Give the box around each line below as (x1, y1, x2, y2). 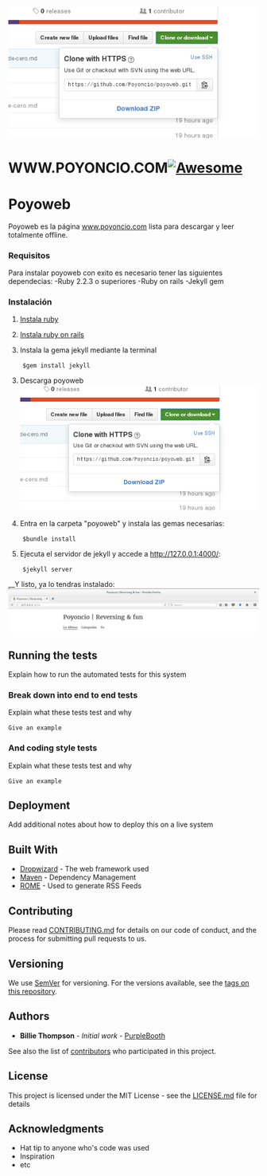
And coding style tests (8, 742, 98, 753)
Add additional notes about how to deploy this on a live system (8, 820, 214, 829)
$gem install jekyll (22, 362, 91, 370)
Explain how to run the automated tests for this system (8, 670, 187, 679)
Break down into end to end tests (8, 690, 138, 700)
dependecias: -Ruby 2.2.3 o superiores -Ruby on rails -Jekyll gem (8, 277, 224, 286)
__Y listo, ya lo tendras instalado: (8, 579, 115, 588)
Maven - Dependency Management (19, 872, 137, 883)
